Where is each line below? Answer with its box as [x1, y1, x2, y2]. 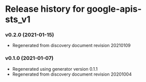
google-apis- [86, 3, 142, 15]
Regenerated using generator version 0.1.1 [12, 66, 98, 72]
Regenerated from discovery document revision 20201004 [12, 71, 132, 77]
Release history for [5, 3, 85, 15]
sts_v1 [5, 14, 31, 25]
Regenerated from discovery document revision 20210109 [12, 43, 131, 49]
